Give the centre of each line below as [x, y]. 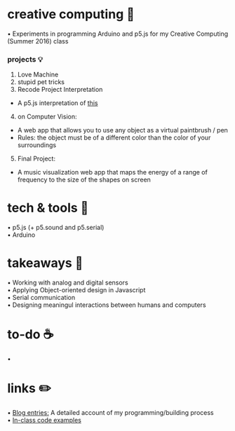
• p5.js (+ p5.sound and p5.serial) [56, 228]
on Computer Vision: [47, 117]
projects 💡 [25, 59]
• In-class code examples [45, 420]
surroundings [37, 145]
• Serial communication [41, 298]
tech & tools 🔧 [48, 208]
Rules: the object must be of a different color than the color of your [114, 138]
